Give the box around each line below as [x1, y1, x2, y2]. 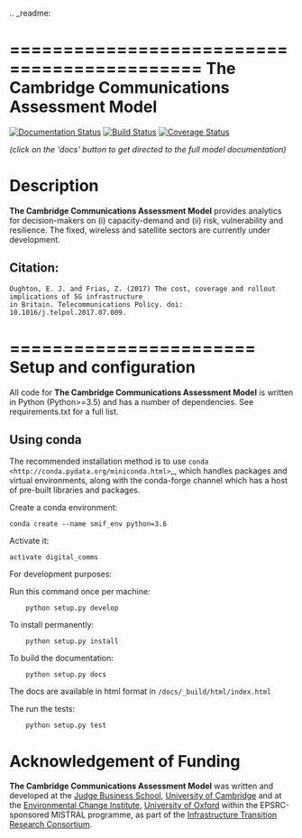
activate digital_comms [9, 553, 99, 562]
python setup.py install [25, 637, 119, 646]
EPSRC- [260, 800, 290, 811]
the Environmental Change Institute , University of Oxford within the [9, 800, 259, 811]
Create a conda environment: [9, 502, 118, 513]
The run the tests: [9, 704, 75, 714]
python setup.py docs [25, 670, 106, 679]
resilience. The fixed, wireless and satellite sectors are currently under [9, 225, 270, 235]
